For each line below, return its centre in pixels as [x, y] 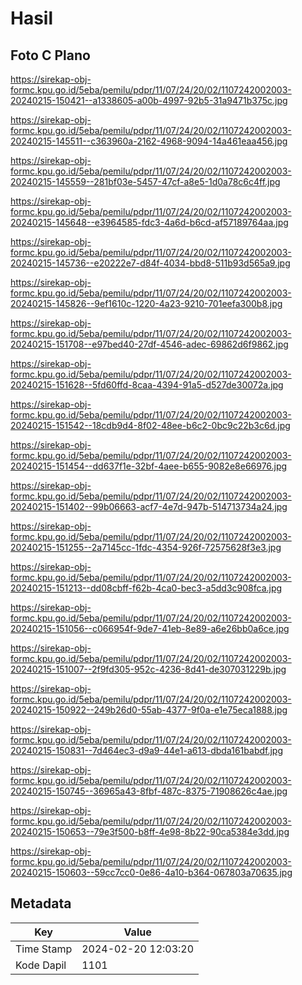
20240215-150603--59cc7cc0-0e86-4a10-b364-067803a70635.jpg [151, 872]
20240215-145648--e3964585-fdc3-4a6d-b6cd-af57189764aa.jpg [149, 222]
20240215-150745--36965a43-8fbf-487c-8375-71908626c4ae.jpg [149, 791]
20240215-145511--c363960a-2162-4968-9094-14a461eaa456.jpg [149, 141]
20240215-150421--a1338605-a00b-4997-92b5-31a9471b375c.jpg [149, 100]
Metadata [41, 903]
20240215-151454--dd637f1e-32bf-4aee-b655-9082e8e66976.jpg [149, 466]
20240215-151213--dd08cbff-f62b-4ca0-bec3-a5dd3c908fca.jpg [146, 588]
